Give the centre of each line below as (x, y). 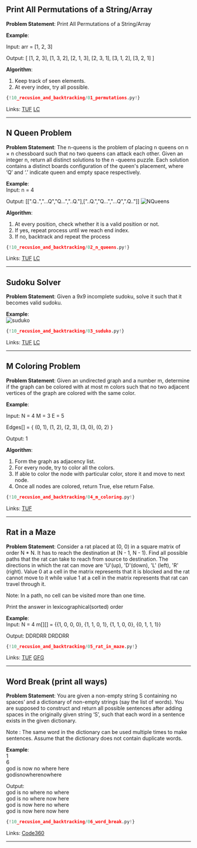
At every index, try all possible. (52, 87)
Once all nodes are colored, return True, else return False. (84, 486)
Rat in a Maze (31, 532)
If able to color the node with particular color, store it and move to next (100, 474)
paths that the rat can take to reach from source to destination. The (87, 559)
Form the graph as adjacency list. (55, 461)
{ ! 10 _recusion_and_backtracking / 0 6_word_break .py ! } (70, 822)
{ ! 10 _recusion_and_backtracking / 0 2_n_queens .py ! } (68, 247)
